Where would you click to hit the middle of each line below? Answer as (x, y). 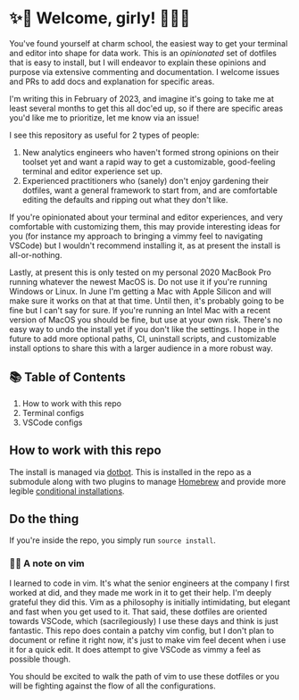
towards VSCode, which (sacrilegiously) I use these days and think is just (144, 621)
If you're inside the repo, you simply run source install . (112, 540)
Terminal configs (53, 412)
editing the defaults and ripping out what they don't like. (125, 199)
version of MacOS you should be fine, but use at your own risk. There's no (146, 320)
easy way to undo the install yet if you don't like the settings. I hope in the (144, 329)
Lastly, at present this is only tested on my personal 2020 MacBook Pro (141, 272)
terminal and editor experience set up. (92, 171)
